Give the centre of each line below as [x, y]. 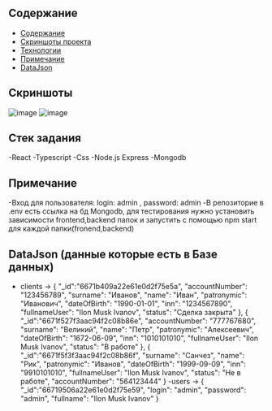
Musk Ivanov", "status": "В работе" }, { [85, 347]
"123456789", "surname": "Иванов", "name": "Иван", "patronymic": [134, 295]
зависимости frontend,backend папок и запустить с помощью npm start [133, 220]
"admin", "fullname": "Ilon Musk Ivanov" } [90, 399]
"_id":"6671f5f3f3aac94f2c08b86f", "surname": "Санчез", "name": [132, 356]
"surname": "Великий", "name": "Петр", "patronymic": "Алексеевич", [137, 330]
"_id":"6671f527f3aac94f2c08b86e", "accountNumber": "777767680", [138, 321]
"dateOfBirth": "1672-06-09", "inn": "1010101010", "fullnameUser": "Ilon [139, 338]
